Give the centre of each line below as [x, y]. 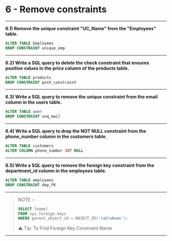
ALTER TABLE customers [29, 146]
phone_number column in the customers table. [56, 136]
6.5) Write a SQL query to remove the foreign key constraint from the [80, 165]
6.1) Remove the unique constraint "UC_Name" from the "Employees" [81, 28]
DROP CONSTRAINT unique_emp [35, 48]
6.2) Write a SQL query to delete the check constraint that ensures [77, 63]
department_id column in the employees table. [56, 171]
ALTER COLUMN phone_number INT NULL [44, 151]
